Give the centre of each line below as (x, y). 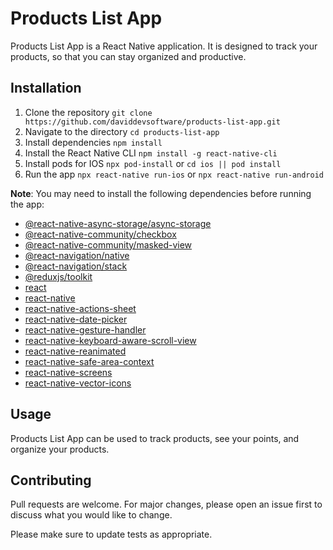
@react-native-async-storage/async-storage (118, 223)
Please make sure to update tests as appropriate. (111, 534)
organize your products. (60, 449)
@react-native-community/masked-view (108, 244)
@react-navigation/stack (76, 266)
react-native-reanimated (75, 351)
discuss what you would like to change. (91, 515)
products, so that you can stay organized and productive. (128, 56)
